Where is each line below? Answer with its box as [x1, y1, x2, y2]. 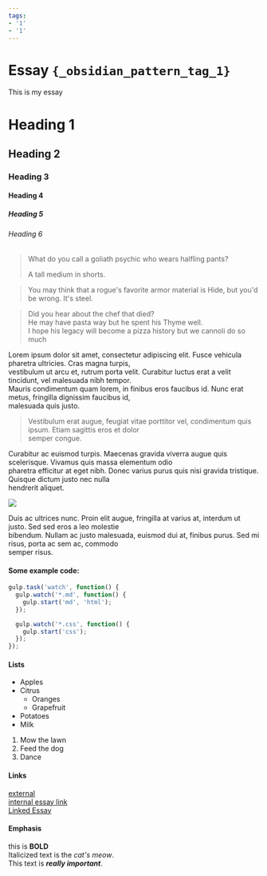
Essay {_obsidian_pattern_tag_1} [8, 61, 231, 79]
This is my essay [8, 87, 64, 97]
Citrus [19, 686, 40, 695]
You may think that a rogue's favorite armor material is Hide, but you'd [27, 285, 258, 294]
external [8, 788, 36, 798]
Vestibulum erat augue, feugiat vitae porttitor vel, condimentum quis [27, 416, 252, 426]
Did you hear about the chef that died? [27, 309, 155, 318]
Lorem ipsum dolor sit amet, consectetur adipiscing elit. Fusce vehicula [8, 349, 241, 360]
